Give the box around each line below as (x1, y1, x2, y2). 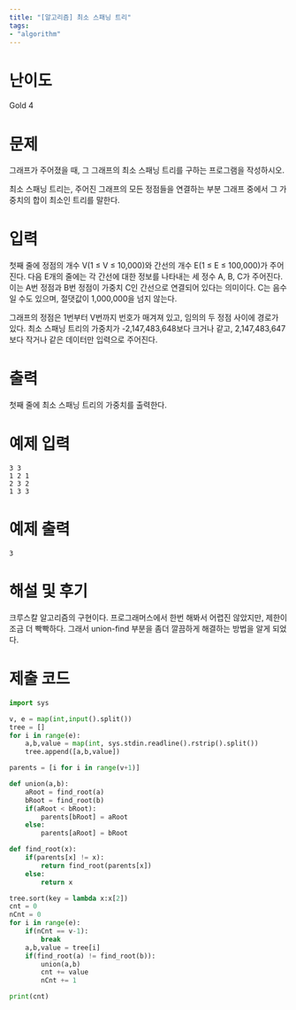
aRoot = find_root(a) (25, 788, 104, 796)
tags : (9, 21, 29, 30)
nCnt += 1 (41, 976, 77, 985)
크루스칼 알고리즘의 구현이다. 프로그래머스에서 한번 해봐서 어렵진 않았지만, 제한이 (9, 612, 288, 623)
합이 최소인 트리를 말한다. (32, 195, 121, 206)
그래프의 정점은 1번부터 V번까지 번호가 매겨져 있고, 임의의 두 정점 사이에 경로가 (9, 312, 279, 323)
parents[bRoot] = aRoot (41, 812, 128, 821)
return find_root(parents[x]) (41, 861, 152, 870)
